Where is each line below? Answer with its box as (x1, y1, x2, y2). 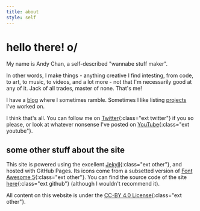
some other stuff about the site (6, 145, 125, 155)
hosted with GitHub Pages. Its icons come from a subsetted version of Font (6, 167, 193, 175)
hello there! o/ (6, 40, 78, 54)
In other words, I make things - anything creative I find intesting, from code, (6, 72, 194, 79)
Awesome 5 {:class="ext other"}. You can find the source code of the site (6, 174, 187, 181)
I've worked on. (6, 103, 45, 110)
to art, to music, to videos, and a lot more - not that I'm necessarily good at (6, 78, 192, 86)
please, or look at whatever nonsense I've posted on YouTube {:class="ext (6, 121, 190, 128)
